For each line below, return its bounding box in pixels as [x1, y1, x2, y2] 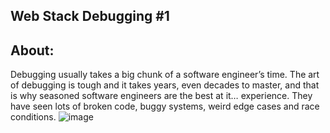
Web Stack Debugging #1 [10, 8, 170, 25]
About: [10, 42, 55, 59]
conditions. [10, 111, 57, 123]
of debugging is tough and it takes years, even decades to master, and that [10, 79, 320, 91]
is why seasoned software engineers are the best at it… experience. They [10, 90, 313, 102]
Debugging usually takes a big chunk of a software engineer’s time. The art [10, 69, 320, 81]
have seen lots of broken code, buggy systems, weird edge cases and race [10, 100, 320, 113]
